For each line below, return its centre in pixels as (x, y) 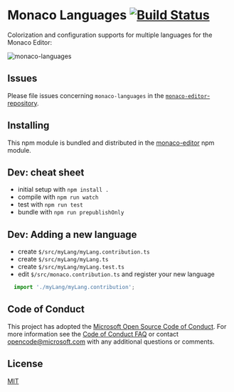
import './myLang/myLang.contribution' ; (74, 288)
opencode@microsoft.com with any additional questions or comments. (111, 342)
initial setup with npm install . (63, 190)
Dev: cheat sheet (46, 172)
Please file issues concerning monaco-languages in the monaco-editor (107, 95)
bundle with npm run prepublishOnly (71, 212)
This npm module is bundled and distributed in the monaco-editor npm (111, 143)
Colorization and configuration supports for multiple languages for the (110, 35)
